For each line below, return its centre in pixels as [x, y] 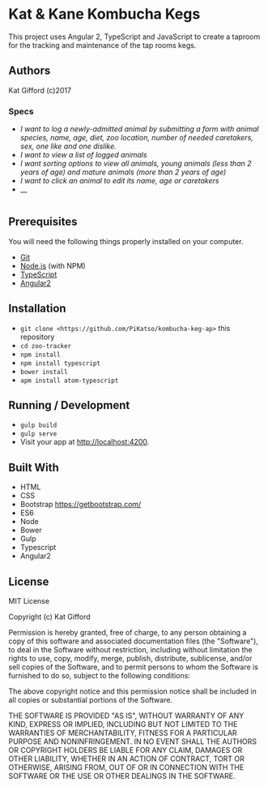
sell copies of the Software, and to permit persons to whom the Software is [134, 667]
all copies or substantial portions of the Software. [90, 700]
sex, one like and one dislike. [68, 146]
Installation [37, 309]
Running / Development [69, 405]
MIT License [29, 601]
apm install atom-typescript [69, 381]
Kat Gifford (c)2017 [40, 90]
